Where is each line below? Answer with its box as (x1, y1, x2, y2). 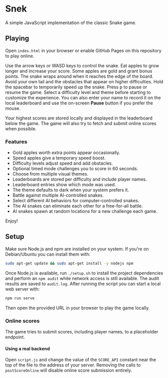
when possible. (5, 125, 37, 132)
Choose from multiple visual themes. (12, 171, 89, 177)
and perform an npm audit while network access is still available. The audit (5, 275, 159, 281)
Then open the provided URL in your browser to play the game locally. (5, 305, 150, 311)
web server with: (5, 286, 40, 292)
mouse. (5, 105, 21, 111)
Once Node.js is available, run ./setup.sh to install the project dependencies (5, 270, 163, 276)
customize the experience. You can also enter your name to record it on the (5, 94, 161, 100)
